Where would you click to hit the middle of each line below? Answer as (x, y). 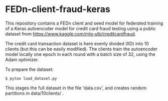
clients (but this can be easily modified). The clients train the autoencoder (81, 49)
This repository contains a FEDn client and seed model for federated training (84, 23)
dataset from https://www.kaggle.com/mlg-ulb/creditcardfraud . (71, 34)
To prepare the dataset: (29, 69)
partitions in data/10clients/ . (35, 93)
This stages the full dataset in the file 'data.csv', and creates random (76, 88)
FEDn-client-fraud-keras (58, 9)
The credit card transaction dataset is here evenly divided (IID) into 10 (77, 43)
